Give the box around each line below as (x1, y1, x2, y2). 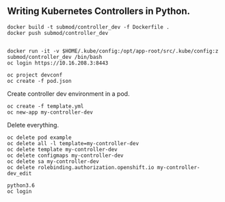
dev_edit (7, 170, 32, 177)
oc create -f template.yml (7, 103, 84, 110)
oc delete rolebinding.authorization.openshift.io (7, 164, 155, 171)
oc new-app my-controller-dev (7, 109, 94, 116)
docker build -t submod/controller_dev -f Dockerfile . (7, 23, 170, 30)
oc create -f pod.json (7, 77, 72, 84)
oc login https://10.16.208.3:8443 (7, 60, 109, 66)
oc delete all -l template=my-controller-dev (7, 140, 139, 147)
